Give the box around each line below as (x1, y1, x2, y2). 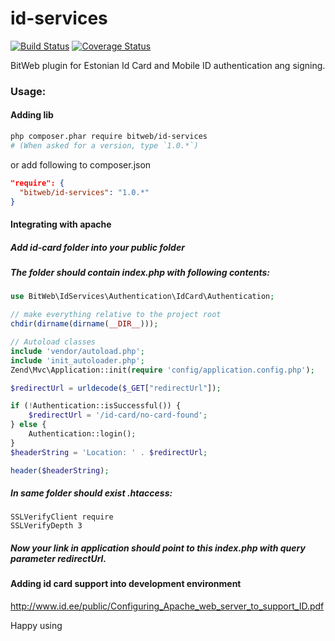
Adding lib (10, 109, 54, 121)
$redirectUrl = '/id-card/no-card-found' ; (28, 410, 208, 421)
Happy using (10, 620, 63, 632)
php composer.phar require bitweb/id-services (10, 132, 208, 142)
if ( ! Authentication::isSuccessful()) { (10, 401, 182, 411)
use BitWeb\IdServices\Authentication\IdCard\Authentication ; (10, 292, 275, 302)
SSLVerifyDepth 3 (10, 521, 83, 531)
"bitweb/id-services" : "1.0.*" (19, 187, 150, 197)
